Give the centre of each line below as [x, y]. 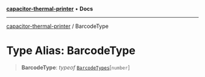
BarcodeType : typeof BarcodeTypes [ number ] [75, 67]
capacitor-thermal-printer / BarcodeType [57, 26]
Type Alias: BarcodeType [71, 51]
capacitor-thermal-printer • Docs [50, 9]
